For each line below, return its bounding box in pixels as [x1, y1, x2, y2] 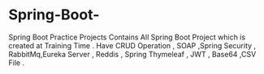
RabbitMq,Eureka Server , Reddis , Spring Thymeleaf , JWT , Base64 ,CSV [8, 49, 257, 59]
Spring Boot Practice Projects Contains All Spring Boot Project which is [8, 32, 246, 42]
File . [8, 58, 25, 68]
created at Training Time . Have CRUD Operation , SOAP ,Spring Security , [8, 40, 257, 50]
